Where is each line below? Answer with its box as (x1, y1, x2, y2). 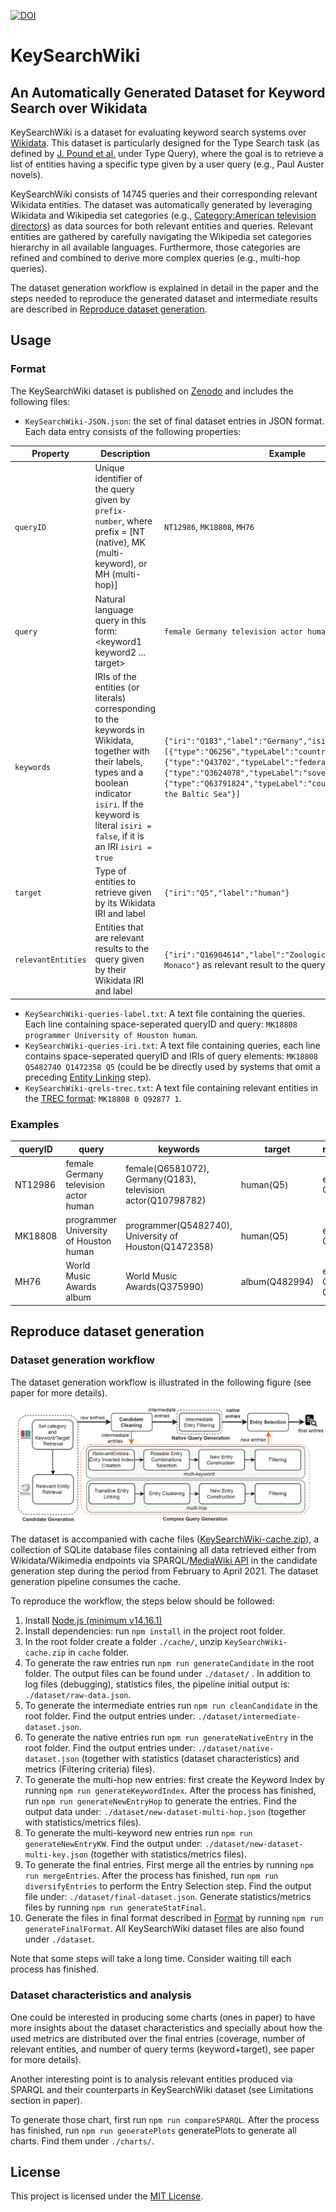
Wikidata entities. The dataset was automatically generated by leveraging (10, 199, 313, 210)
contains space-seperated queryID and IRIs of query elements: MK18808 (24, 1050, 318, 1062)
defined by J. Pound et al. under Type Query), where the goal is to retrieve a (10, 148, 324, 159)
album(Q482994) (240, 1275, 315, 1287)
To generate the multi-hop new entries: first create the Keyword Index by (24, 1774, 325, 1786)
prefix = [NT (94, 526, 146, 538)
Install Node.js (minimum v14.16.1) (24, 1615, 163, 1627)
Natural (94, 593, 126, 605)
